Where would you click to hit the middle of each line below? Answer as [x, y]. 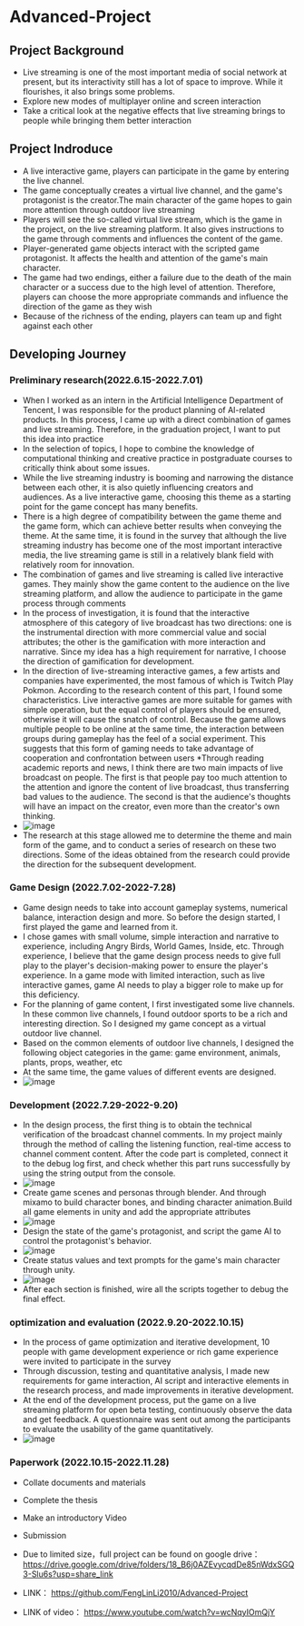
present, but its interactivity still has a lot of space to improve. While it [152, 82]
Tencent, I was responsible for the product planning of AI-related [144, 409]
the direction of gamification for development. [108, 661]
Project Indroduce [61, 149]
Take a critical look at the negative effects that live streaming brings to [154, 111]
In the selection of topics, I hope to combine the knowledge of [138, 449]
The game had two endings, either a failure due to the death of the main [157, 277]
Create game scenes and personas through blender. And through [144, 1193]
